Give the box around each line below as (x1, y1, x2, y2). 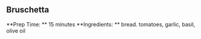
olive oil (6, 27, 26, 34)
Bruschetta (6, 5, 50, 15)
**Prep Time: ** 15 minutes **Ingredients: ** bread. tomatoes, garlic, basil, (6, 20, 196, 28)
